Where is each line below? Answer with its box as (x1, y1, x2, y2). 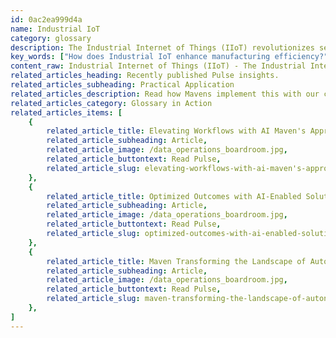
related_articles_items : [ (10, 107, 123, 118)
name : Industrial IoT (10, 24, 101, 34)
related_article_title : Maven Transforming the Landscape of (46, 256, 307, 266)
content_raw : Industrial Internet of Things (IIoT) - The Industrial (10, 61, 307, 71)
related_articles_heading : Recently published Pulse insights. (10, 71, 280, 81)
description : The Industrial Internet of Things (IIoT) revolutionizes (10, 42, 315, 53)
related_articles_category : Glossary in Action (10, 98, 213, 108)
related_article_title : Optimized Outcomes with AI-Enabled (46, 191, 302, 201)
